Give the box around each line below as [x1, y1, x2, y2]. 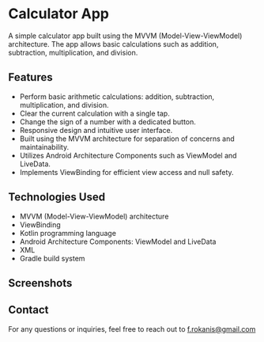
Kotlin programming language [19, 228, 117, 237]
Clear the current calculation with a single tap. [19, 108, 170, 118]
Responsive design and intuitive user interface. [19, 125, 173, 135]
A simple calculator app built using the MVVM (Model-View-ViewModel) [8, 31, 243, 40]
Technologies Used [8, 191, 105, 204]
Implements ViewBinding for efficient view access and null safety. [19, 167, 235, 177]
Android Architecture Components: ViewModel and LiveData [19, 237, 217, 246]
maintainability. [19, 142, 70, 151]
